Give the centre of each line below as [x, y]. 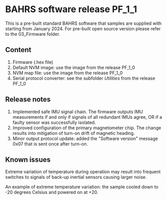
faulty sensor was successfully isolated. [54, 122]
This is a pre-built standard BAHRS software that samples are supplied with [83, 23]
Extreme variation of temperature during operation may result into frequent [83, 172]
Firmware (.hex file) [33, 62]
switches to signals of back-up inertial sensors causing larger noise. [76, 177]
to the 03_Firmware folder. [33, 34]
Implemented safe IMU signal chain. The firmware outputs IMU [78, 112]
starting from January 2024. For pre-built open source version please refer [83, 28]
